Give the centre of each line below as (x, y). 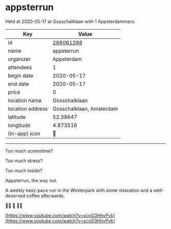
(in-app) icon (24, 133)
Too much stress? (24, 161)
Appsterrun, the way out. (31, 180)
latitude (17, 117)
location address (28, 108)
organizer (19, 59)
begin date (21, 75)
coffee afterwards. (46, 195)
